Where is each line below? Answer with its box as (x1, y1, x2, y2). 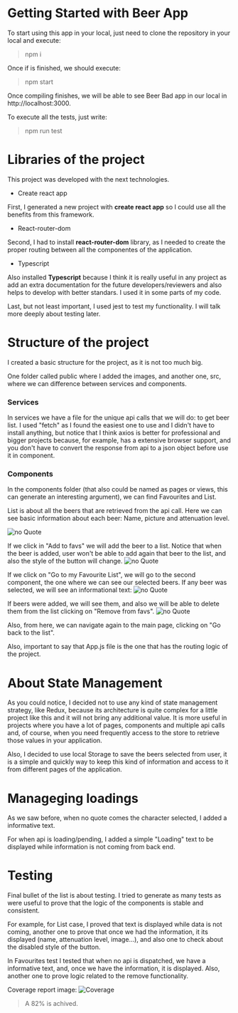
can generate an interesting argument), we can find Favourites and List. (7, 493, 217, 502)
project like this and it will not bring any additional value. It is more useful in (7, 714, 227, 722)
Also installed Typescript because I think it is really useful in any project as (7, 273, 227, 281)
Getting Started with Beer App (7, 5, 189, 21)
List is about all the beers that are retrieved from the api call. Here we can (7, 506, 222, 515)
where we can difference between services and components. (7, 379, 187, 388)
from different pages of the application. (7, 765, 122, 774)
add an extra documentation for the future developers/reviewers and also (7, 280, 222, 289)
